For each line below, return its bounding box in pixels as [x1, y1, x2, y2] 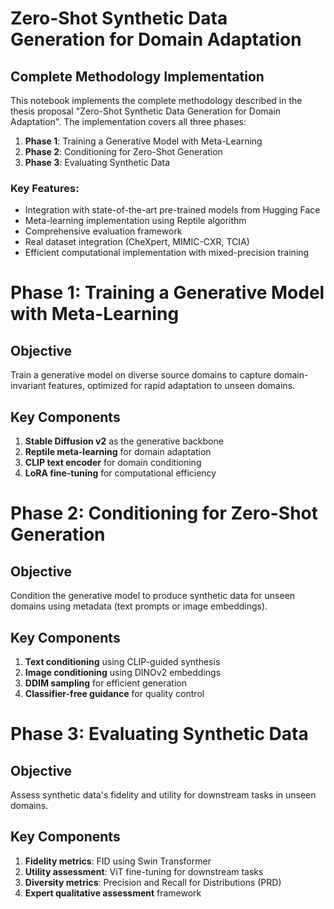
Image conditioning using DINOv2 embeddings [24, 666, 222, 678]
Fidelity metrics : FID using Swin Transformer [24, 855, 212, 867]
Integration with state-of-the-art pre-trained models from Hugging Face [24, 204, 321, 216]
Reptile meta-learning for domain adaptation [24, 446, 212, 458]
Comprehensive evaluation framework [24, 225, 183, 237]
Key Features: [10, 181, 80, 195]
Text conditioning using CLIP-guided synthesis [24, 655, 221, 667]
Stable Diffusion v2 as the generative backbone [24, 435, 224, 447]
